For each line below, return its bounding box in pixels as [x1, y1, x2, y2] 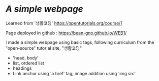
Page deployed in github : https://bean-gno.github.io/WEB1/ [5, 30, 127, 36]
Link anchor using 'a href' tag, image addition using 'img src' [12, 70, 136, 76]
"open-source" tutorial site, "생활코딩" [5, 45, 82, 51]
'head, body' [12, 55, 39, 61]
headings [12, 65, 32, 71]
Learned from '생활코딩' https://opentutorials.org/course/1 [5, 20, 123, 26]
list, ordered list [12, 60, 45, 66]
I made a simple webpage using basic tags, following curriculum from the [5, 39, 155, 45]
